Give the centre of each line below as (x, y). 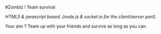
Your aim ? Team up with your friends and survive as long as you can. (76, 26)
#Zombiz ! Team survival (30, 7)
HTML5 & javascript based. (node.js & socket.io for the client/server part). (81, 17)
